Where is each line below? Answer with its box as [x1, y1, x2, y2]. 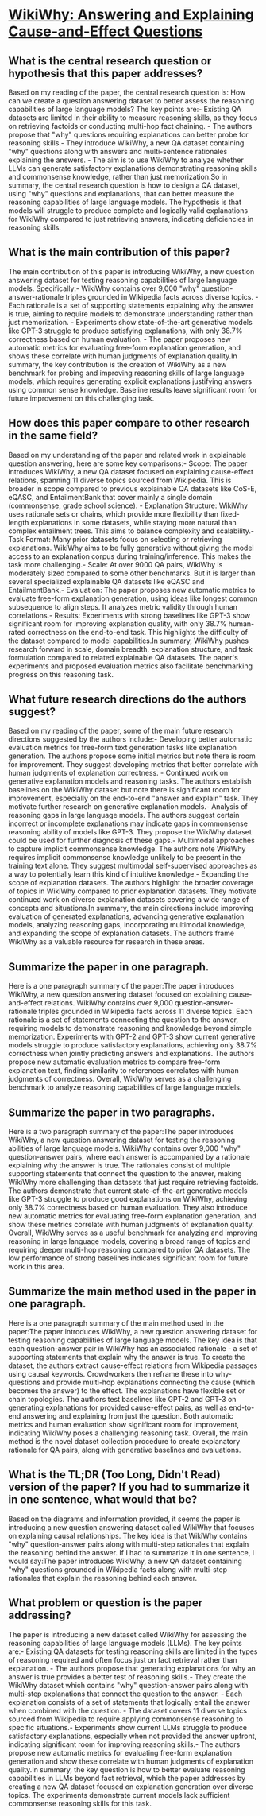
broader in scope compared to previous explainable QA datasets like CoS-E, [8, 483, 257, 494]
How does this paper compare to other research [8, 416, 250, 430]
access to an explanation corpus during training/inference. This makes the [8, 551, 252, 561]
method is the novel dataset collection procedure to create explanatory [8, 1436, 241, 1446]
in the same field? [8, 429, 98, 443]
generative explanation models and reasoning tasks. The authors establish [8, 776, 252, 786]
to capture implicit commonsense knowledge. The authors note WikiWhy [8, 844, 246, 854]
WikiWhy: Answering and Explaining [8, 6, 254, 24]
